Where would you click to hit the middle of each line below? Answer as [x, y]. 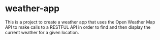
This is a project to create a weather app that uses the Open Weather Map [80, 22]
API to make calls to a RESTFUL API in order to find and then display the [78, 27]
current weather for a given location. [42, 32]
